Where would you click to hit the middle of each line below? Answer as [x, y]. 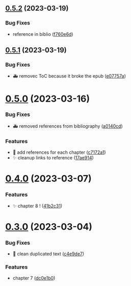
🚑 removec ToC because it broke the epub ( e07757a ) [69, 76]
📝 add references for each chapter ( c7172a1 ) [59, 152]
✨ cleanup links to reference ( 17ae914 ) [53, 158]
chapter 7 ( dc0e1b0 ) [34, 278]
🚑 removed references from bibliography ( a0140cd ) [68, 126]
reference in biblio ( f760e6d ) [43, 34]
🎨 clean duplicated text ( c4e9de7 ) [48, 254]
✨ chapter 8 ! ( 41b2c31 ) [37, 206]
